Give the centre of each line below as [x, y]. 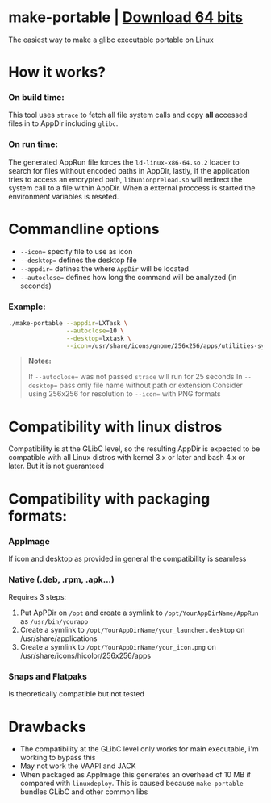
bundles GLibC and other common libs [84, 792]
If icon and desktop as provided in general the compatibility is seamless [127, 558]
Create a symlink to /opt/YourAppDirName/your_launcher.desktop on [132, 630]
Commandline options [84, 229]
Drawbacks [47, 727]
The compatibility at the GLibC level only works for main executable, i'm [140, 749]
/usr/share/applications [58, 638]
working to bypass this [58, 758]
